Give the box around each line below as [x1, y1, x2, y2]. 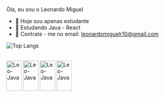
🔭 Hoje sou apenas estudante [15, 18, 90, 24]
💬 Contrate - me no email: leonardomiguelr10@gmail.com [15, 30, 160, 38]
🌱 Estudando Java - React [15, 24, 81, 31]
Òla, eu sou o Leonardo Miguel [6, 6, 83, 13]
